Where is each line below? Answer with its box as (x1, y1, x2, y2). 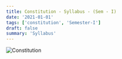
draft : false (6, 25, 38, 31)
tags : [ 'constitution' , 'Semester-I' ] (6, 19, 101, 25)
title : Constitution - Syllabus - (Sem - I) (6, 8, 117, 15)
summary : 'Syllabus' (6, 31, 57, 37)
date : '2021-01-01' (6, 14, 54, 20)
